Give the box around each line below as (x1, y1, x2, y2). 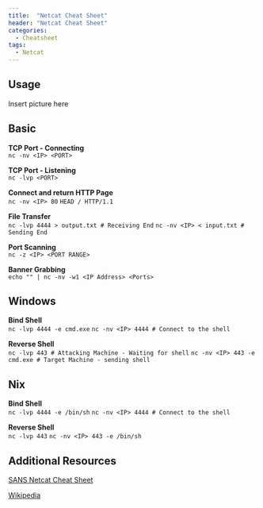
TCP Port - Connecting (8, 143, 85, 152)
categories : (8, 26, 48, 34)
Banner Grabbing (8, 264, 66, 274)
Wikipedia (8, 491, 41, 500)
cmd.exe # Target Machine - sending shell (8, 356, 151, 364)
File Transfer (8, 211, 51, 221)
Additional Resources (8, 454, 116, 468)
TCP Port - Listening (8, 165, 77, 175)
